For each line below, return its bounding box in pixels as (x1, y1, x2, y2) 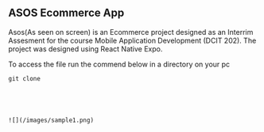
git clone (8, 74, 41, 82)
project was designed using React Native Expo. (8, 43, 163, 54)
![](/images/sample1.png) (8, 116, 94, 124)
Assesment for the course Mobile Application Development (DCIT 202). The (8, 36, 257, 45)
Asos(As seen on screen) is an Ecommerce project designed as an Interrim (8, 27, 254, 36)
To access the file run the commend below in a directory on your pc (8, 59, 231, 69)
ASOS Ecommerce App (8, 6, 125, 20)
